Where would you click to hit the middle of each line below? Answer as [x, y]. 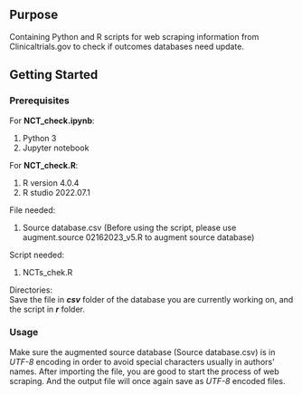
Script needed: [37, 255]
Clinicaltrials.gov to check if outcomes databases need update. [127, 46]
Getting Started [54, 75]
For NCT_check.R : [44, 165]
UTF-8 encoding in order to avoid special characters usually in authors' [142, 361]
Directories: [31, 290]
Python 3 [39, 138]
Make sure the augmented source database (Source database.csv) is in [142, 352]
